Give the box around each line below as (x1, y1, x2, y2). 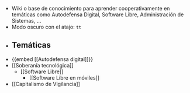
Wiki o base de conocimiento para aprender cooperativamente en (11, 5, 170, 12)
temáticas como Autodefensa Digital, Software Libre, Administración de (11, 11, 184, 18)
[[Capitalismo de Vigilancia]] (11, 80, 81, 87)
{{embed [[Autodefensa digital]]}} (11, 55, 94, 63)
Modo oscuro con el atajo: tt (11, 23, 82, 30)
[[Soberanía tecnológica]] (11, 62, 74, 69)
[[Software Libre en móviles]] (29, 74, 100, 81)
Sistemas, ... (11, 17, 42, 24)
